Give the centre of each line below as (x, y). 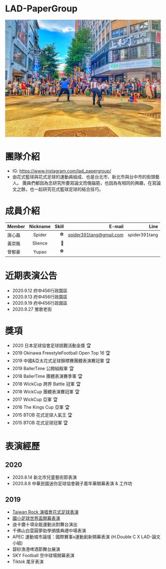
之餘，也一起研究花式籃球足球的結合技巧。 (60, 189)
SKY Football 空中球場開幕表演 (43, 556)
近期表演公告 (31, 276)
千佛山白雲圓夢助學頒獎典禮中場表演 (49, 531)
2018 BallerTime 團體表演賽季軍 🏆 (47, 376)
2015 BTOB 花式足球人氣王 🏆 (42, 415)
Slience (40, 243)
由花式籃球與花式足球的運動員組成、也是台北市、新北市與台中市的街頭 (84, 177)
